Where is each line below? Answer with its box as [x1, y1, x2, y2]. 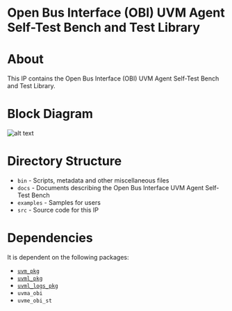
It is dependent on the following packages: [7, 253, 130, 261]
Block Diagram [7, 106, 94, 122]
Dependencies [7, 230, 93, 246]
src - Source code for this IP [17, 206, 99, 214]
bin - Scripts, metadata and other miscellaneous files [17, 176, 169, 185]
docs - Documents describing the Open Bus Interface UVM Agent [17, 184, 204, 192]
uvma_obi [17, 289, 43, 296]
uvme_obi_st [17, 297, 52, 304]
